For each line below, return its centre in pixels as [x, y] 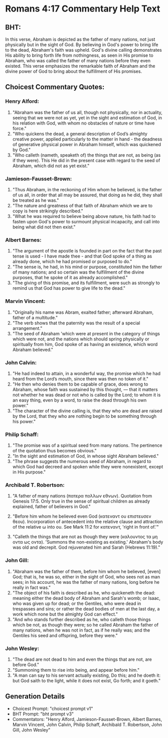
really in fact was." [32, 587]
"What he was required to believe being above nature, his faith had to [84, 216]
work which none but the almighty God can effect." [65, 614]
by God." [22, 150]
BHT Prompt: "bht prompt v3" [43, 714]
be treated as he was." [36, 200]
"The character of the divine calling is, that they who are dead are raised [87, 411]
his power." [24, 421]
